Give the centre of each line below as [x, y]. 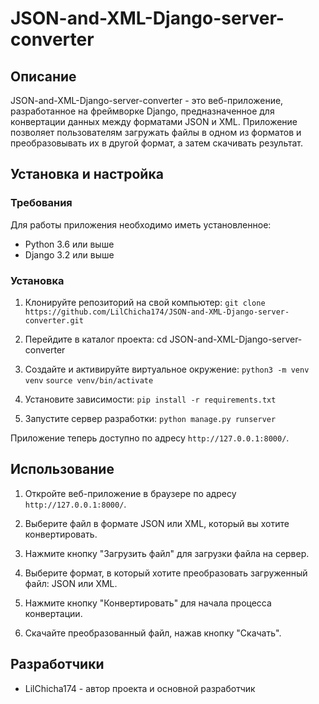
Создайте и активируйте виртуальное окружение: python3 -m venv [167, 369]
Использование [62, 469]
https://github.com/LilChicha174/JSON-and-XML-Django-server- [157, 312]
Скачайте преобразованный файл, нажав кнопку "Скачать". [153, 633]
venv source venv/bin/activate [89, 380]
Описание [43, 76]
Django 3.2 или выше [69, 254]
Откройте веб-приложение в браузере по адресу [130, 493]
